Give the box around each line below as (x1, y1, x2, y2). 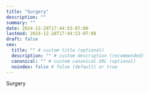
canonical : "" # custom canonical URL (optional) (11, 58, 136, 64)
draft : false (6, 36, 38, 42)
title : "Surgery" (6, 8, 49, 15)
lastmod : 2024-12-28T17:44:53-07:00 (6, 31, 96, 37)
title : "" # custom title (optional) (11, 47, 105, 53)
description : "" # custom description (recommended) (11, 53, 144, 59)
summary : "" (6, 20, 35, 25)
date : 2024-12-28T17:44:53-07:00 (6, 25, 89, 31)
